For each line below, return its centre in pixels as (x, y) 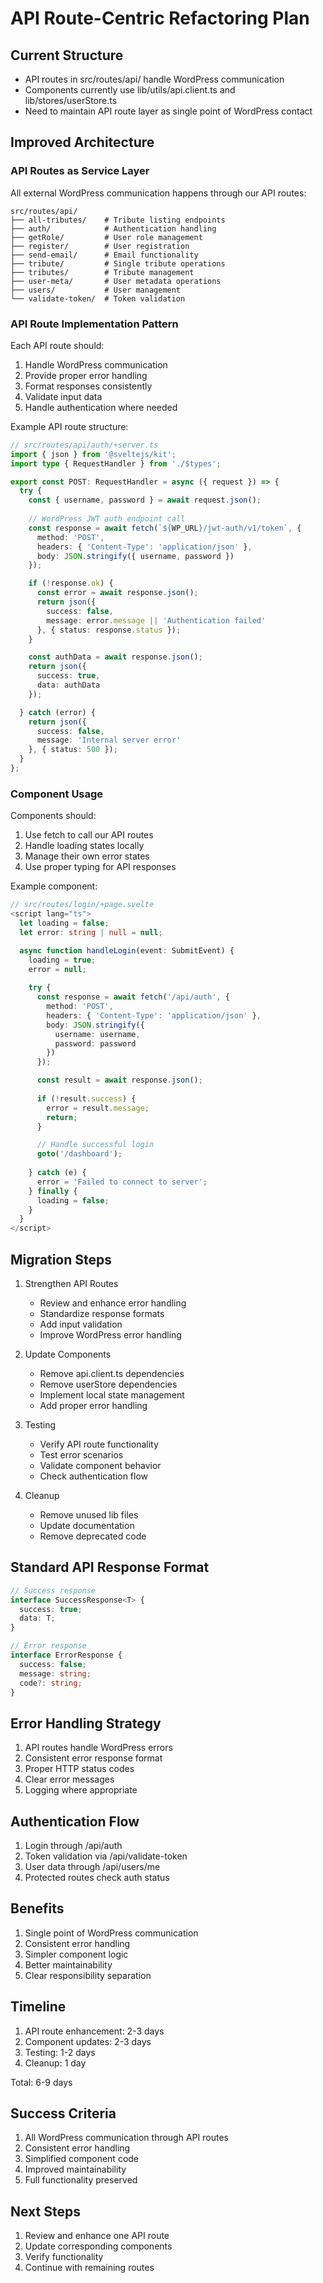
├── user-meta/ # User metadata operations (116, 281)
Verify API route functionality (99, 1444)
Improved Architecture (82, 142)
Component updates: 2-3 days (88, 2041)
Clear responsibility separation (88, 1975)
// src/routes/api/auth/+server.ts (84, 445)
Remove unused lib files (89, 1514)
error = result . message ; (98, 1108)
